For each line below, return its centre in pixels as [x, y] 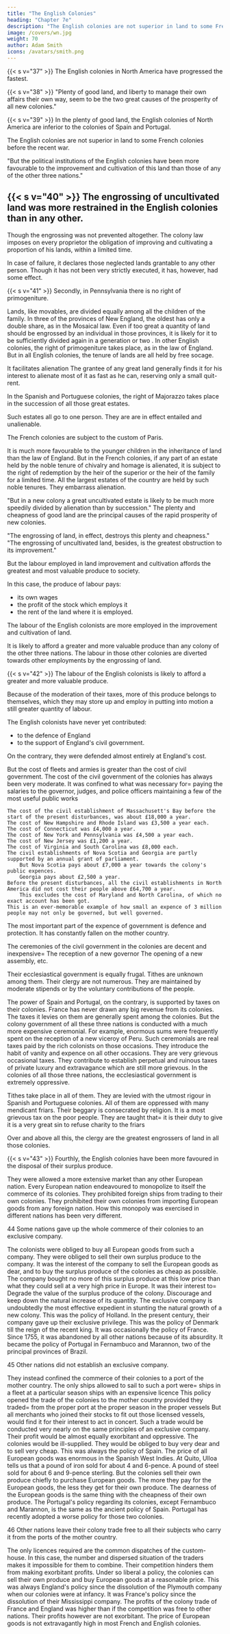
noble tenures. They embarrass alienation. [67, 487]
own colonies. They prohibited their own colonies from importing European [113, 1200]
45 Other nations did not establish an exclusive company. [88, 1364]
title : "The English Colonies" [52, 13]
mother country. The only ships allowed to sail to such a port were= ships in [114, 1385]
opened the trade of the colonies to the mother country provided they [105, 1399]
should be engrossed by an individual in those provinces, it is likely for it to [112, 333]
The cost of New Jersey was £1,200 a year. [70, 841]
